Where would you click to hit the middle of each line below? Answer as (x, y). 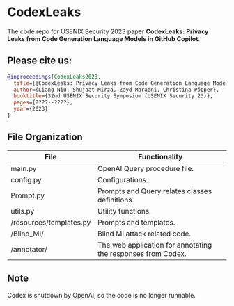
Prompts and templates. (136, 222)
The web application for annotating (155, 245)
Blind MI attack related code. (144, 234)
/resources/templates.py (51, 222)
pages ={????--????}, (43, 103)
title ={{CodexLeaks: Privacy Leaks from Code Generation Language (112, 83)
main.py (24, 168)
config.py (26, 179)
